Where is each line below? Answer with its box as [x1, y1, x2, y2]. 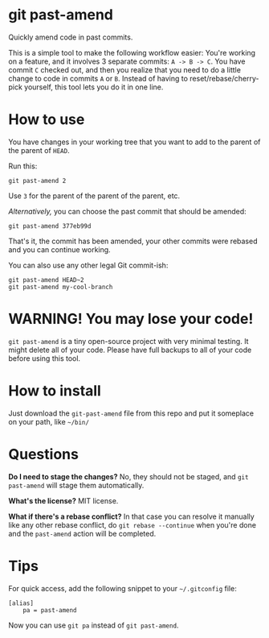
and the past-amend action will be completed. [8, 528, 157, 538]
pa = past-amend [22, 606, 78, 614]
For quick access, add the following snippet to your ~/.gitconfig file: [8, 583, 237, 593]
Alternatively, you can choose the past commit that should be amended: [8, 206, 247, 216]
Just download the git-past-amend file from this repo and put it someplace [8, 408, 255, 418]
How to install [8, 382, 102, 400]
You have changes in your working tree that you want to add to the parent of [8, 137, 261, 147]
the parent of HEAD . [8, 145, 70, 155]
